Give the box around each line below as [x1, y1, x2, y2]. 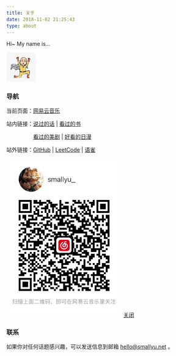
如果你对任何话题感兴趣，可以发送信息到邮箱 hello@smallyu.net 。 [6, 343, 174, 350]
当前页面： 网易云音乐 [6, 107, 60, 114]
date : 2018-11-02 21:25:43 [6, 16, 75, 23]
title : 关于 [6, 10, 35, 16]
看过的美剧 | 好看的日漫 [33, 133, 92, 141]
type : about [6, 23, 37, 29]
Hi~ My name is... [6, 40, 51, 48]
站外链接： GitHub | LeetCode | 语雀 [6, 146, 96, 154]
